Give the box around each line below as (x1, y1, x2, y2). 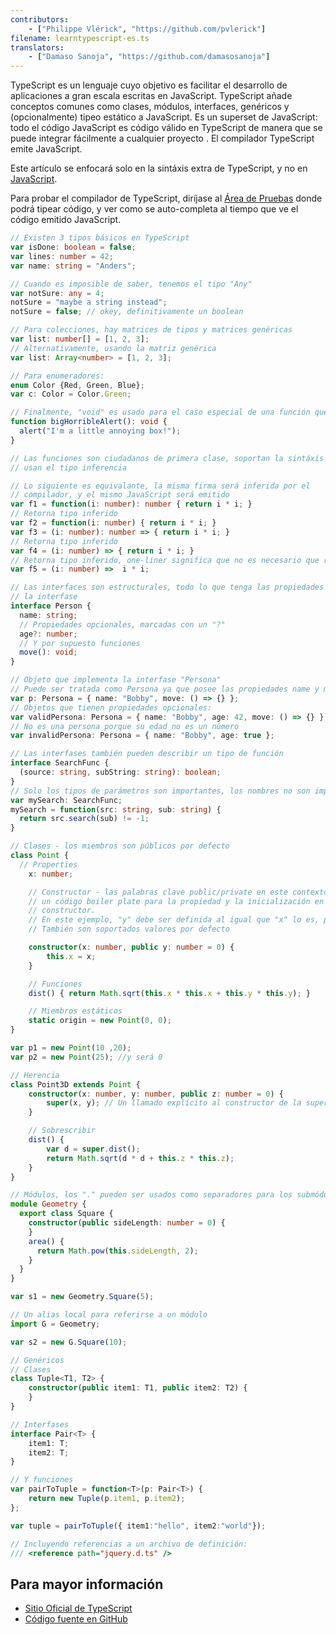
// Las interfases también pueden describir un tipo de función (10, 749, 284, 759)
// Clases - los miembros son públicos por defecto (10, 841, 230, 851)
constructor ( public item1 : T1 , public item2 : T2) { (28, 1383, 248, 1393)
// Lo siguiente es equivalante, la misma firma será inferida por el (10, 481, 311, 491)
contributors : (10, 14, 70, 25)
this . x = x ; (46, 951, 97, 961)
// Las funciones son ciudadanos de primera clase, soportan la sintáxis (10, 453, 325, 463)
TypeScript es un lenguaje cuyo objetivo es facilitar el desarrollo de (10, 79, 288, 91)
